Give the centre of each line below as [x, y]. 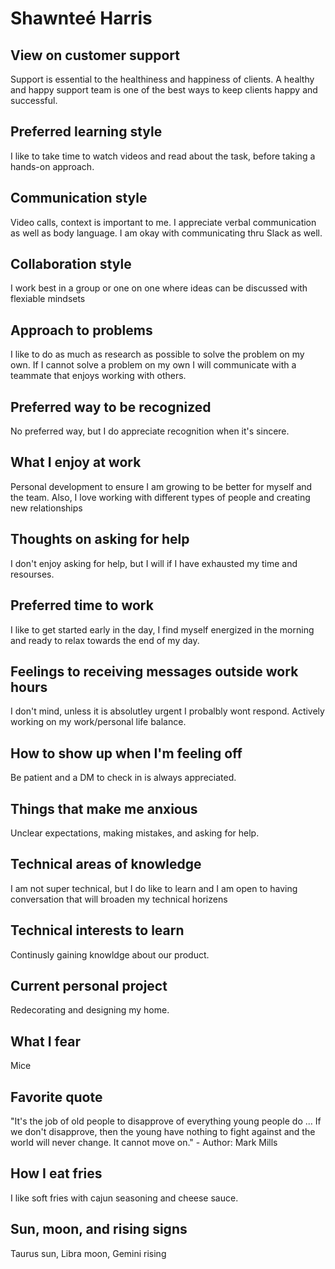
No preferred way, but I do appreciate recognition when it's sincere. [150, 431]
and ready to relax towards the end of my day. [105, 640]
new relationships [46, 508]
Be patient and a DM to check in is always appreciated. [123, 778]
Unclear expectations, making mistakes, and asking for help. [135, 833]
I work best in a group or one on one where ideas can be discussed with [159, 288]
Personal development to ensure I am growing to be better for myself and [161, 486]
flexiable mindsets [48, 299]
